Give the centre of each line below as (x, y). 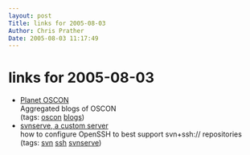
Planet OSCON (45, 100)
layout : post (30, 16)
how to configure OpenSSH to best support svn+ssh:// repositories (131, 134)
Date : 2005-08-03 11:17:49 (53, 38)
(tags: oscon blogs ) (52, 117)
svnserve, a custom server (64, 126)
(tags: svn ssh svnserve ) (61, 143)
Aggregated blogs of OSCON (68, 108)
